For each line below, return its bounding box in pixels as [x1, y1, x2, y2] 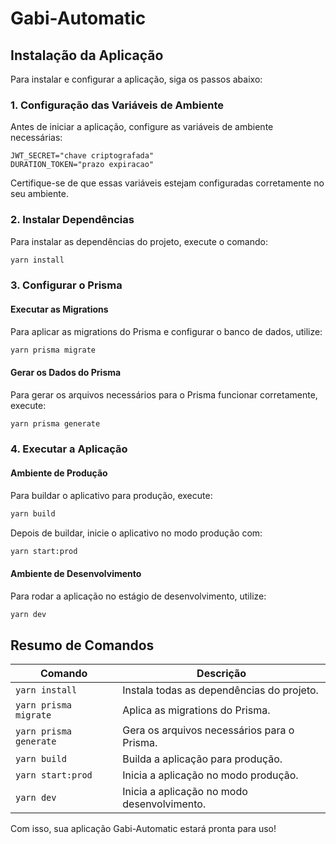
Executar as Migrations [10, 303, 109, 315]
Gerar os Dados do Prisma [10, 367, 122, 379]
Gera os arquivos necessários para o [122, 723, 295, 737]
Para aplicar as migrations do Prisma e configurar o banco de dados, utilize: [10, 325, 323, 337]
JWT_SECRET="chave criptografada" [10, 151, 155, 161]
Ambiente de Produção [10, 467, 108, 479]
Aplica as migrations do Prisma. [122, 703, 271, 717]
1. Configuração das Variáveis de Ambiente [10, 98, 224, 112]
